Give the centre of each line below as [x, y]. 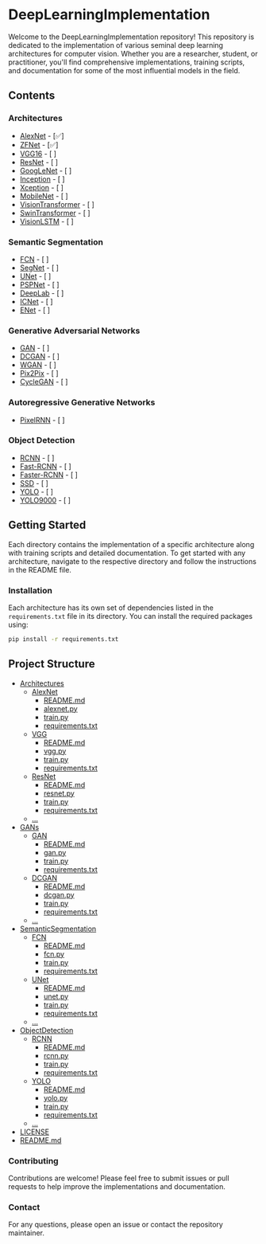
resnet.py [59, 793]
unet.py [56, 996]
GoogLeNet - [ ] [46, 170]
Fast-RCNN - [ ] [45, 466]
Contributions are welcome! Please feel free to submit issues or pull [119, 1178]
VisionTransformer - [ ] [57, 204]
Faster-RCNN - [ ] [48, 475]
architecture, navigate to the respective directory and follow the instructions [132, 561]
